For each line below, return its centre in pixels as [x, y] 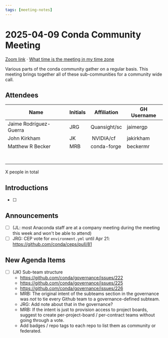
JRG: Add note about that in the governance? [66, 304]
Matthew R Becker [29, 147]
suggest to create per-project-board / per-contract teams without [87, 315]
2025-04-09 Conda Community [73, 34]
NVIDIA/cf [104, 138]
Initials [77, 112]
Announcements [32, 216]
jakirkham [138, 138]
